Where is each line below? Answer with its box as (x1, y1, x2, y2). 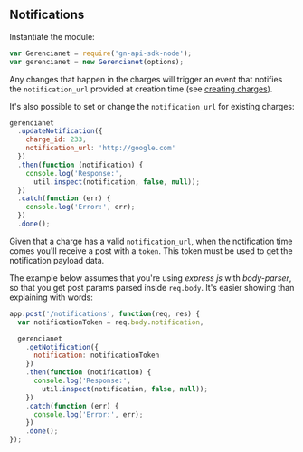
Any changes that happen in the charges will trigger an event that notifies (9, 73, 283, 84)
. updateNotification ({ (17, 127, 103, 136)
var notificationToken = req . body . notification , (17, 317, 204, 327)
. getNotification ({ (25, 342, 99, 351)
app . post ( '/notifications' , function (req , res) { (9, 309, 201, 318)
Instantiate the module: (9, 31, 95, 42)
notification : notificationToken (33, 351, 160, 361)
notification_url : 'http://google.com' (25, 144, 176, 153)
